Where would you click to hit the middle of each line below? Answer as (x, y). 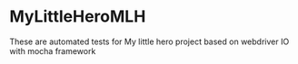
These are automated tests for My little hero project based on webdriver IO (149, 41)
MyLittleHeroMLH (78, 17)
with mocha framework (53, 50)
